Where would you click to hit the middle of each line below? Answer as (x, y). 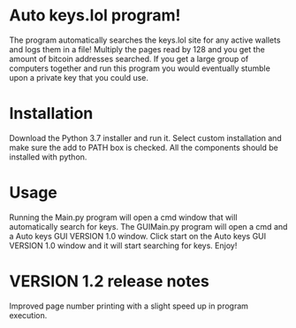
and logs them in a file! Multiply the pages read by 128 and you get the (137, 49)
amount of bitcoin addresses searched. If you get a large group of (129, 59)
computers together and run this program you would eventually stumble (140, 68)
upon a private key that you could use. (79, 77)
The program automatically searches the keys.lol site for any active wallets (145, 40)
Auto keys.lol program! (95, 16)
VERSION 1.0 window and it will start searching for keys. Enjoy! (123, 246)
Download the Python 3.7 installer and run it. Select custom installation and (146, 137)
